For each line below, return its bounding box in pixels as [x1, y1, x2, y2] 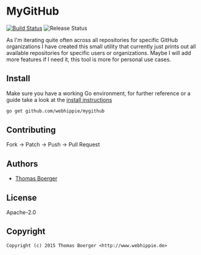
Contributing [6, 125, 56, 135]
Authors [6, 159, 38, 169]
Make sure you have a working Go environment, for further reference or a [6, 90, 191, 97]
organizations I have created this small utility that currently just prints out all [6, 43, 196, 50]
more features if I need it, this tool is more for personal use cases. [6, 56, 172, 63]
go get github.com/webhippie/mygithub [6, 108, 105, 114]
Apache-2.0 [6, 209, 37, 216]
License [6, 192, 37, 203]
